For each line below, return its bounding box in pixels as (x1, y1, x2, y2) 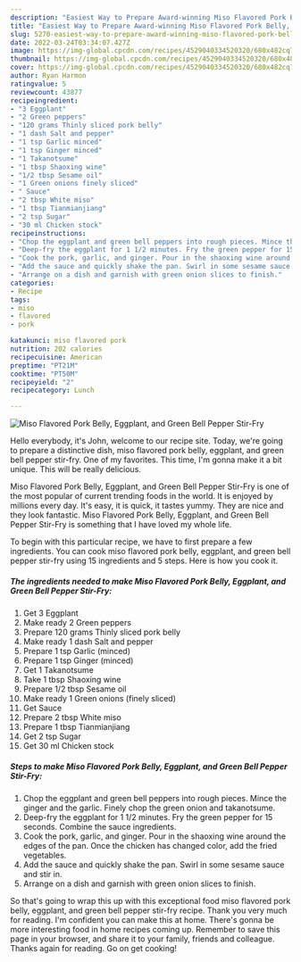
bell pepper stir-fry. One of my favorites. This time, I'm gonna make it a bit (10, 454, 282, 465)
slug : (10, 29, 30, 38)
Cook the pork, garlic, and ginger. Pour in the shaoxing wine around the (22, 831, 287, 842)
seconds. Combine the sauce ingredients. (22, 822, 177, 833)
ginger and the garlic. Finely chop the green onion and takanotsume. (22, 802, 276, 813)
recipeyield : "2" (10, 377, 75, 386)
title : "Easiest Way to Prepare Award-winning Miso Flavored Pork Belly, (10, 21, 291, 30)
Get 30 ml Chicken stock (22, 741, 114, 751)
